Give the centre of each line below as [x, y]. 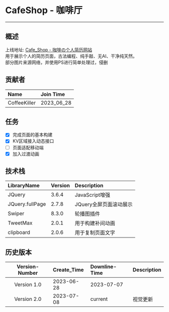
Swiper [16, 213]
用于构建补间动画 [95, 223]
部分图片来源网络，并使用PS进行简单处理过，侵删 [57, 62]
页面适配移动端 [28, 147]
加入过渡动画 [26, 153]
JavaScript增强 [93, 195]
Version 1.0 [28, 285]
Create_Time [68, 270]
